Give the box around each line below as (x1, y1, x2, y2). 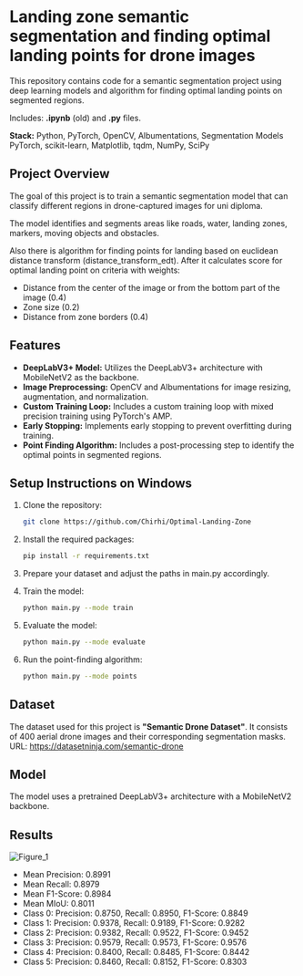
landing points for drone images (9, 46, 256, 66)
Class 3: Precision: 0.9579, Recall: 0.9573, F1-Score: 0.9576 (22, 937, 247, 948)
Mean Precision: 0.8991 (22, 869, 111, 880)
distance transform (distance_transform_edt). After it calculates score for (9, 254, 283, 265)
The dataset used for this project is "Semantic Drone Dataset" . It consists (9, 721, 288, 732)
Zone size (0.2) (22, 301, 80, 312)
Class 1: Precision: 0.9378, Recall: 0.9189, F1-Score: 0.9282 (22, 918, 246, 929)
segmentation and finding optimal (9, 26, 271, 47)
